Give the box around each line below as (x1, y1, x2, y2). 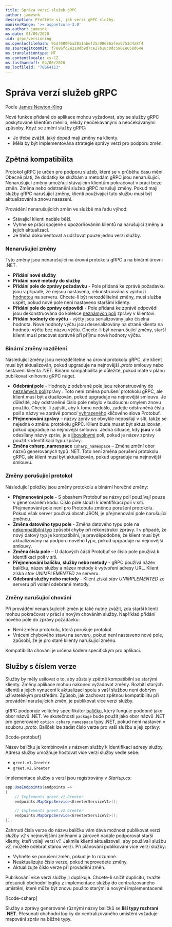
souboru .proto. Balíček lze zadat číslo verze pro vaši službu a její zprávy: (5, 724, 161, 730)
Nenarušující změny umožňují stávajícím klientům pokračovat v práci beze (5, 179, 162, 185)
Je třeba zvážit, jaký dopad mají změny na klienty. (12, 135, 119, 141)
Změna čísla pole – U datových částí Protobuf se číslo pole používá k (12, 548, 160, 555)
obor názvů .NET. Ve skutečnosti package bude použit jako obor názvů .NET (5, 713, 165, 719)
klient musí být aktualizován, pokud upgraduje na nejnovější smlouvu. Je (12, 394, 166, 400)
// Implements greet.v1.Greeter (14, 794, 84, 799)
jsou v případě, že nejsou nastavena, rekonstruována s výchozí (12, 289, 146, 295)
